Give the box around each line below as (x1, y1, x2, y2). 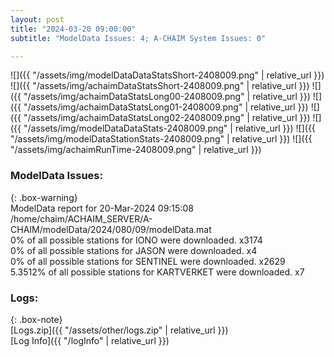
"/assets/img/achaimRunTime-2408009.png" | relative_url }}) (10, 144, 262, 156)
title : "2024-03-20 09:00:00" (10, 24, 137, 34)
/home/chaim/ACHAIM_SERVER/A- (10, 212, 153, 225)
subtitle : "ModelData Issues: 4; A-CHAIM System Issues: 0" (10, 33, 267, 43)
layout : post (10, 14, 65, 25)
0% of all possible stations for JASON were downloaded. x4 (10, 244, 258, 256)
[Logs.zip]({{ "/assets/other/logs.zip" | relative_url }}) (10, 324, 229, 336)
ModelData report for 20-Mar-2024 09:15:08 (10, 202, 194, 214)
